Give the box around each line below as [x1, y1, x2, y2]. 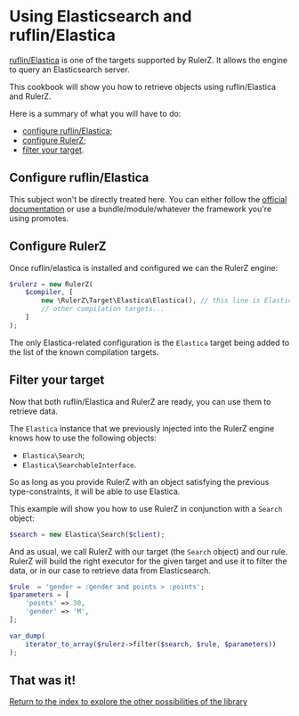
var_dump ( [9, 631, 46, 640]
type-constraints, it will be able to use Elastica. [9, 486, 181, 497]
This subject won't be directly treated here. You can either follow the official [9, 193, 287, 204]
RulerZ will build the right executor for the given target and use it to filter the [9, 556, 287, 566]
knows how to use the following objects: [9, 432, 158, 443]
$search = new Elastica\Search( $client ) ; [9, 530, 166, 539]
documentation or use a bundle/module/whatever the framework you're [9, 203, 272, 214]
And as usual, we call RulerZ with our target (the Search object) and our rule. [9, 546, 288, 556]
